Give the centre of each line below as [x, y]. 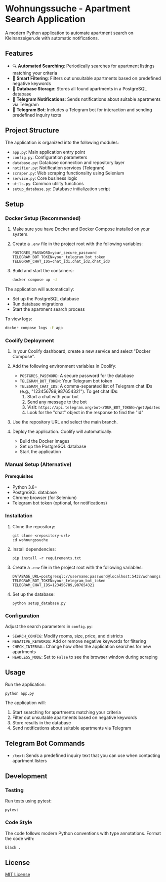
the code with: [20, 839]
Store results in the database [41, 722]
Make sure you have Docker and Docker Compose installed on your [81, 229]
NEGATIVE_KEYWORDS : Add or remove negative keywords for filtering [79, 641]
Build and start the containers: [43, 271]
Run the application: [25, 684]
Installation [19, 516]
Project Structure [32, 131]
